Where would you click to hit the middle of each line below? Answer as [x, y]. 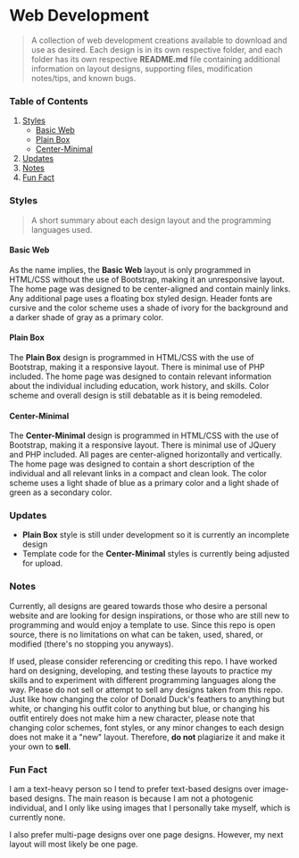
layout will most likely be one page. [74, 845]
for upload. [42, 564]
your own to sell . [40, 747]
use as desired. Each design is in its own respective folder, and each [157, 49]
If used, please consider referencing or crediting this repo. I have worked [143, 661]
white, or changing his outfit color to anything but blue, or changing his [140, 708]
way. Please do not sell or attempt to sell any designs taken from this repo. [146, 689]
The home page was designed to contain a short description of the [132, 464]
